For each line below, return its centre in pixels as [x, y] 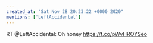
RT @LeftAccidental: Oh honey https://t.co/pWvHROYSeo [77, 34]
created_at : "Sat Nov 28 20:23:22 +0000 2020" [65, 11]
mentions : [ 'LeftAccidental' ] [44, 17]
